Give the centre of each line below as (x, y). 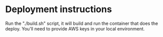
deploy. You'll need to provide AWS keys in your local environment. (75, 28)
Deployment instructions (59, 9)
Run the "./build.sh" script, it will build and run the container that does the (82, 23)
